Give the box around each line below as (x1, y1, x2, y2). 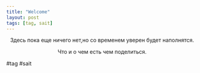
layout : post (6, 14, 40, 21)
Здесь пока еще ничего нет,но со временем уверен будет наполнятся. (10, 37, 195, 44)
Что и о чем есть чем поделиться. (57, 48, 147, 56)
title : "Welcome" (6, 8, 50, 15)
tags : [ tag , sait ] (6, 20, 53, 26)
